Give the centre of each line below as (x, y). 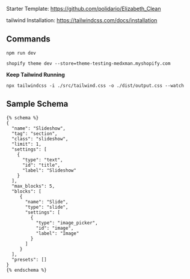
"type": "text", (42, 160)
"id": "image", (55, 228)
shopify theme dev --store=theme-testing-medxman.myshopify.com (88, 63)
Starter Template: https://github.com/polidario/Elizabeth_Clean (84, 9)
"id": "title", (41, 165)
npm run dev (21, 53)
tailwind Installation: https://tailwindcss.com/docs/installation (82, 20)
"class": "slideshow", (40, 139)
